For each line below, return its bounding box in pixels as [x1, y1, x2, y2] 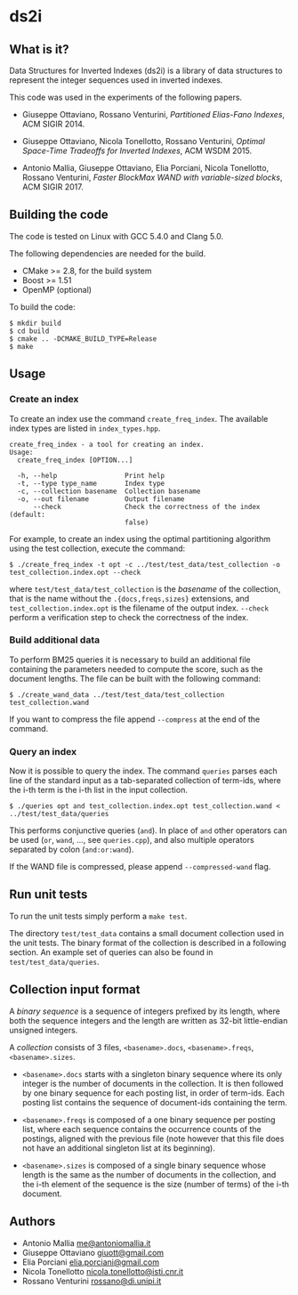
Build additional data [9, 634, 101, 646]
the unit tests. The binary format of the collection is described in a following [9, 937, 286, 948]
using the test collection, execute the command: [9, 543, 186, 554]
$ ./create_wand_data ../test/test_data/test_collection [9, 690, 225, 700]
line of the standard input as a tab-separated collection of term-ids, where [9, 775, 282, 786]
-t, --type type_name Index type [17, 479, 165, 488]
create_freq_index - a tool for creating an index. [9, 440, 205, 449]
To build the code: [9, 301, 76, 312]
